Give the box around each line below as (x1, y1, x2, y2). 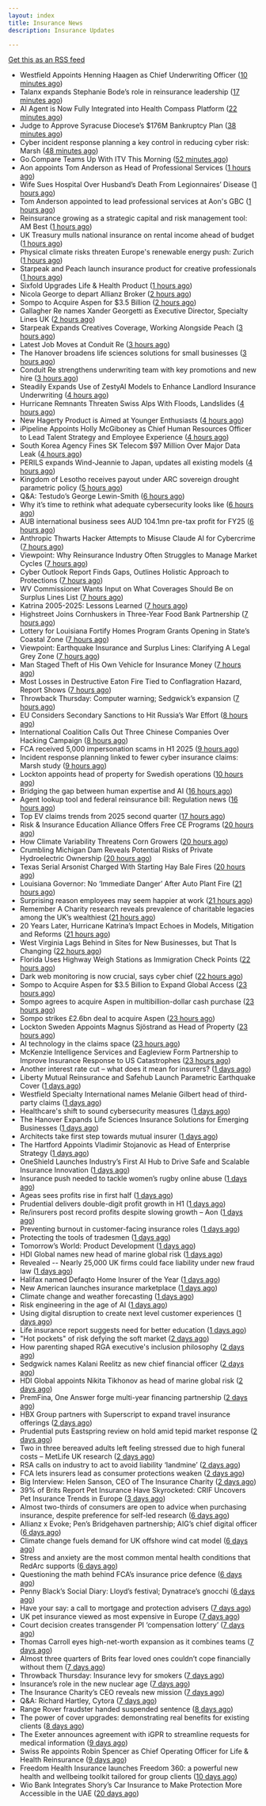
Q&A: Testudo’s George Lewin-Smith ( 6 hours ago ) (19, 492, 185, 501)
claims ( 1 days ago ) (39, 1098, 102, 1108)
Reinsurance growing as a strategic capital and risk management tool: (19, 213, 248, 223)
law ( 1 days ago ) (19, 1266, 74, 1276)
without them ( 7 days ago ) (19, 1663, 106, 1672)
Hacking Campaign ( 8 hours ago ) (19, 736, 129, 745)
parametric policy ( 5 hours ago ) (19, 483, 123, 492)
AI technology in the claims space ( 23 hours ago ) (19, 1039, 180, 1049)
